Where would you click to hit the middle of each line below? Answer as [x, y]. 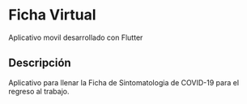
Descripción [40, 63]
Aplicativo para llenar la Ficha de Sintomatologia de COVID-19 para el [124, 82]
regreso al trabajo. [39, 91]
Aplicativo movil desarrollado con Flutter [76, 37]
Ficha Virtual [52, 15]
